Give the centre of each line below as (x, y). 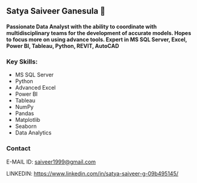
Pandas (25, 113)
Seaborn (26, 126)
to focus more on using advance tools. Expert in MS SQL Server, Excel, (97, 39)
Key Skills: (22, 61)
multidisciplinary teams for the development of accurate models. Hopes (99, 33)
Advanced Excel (35, 88)
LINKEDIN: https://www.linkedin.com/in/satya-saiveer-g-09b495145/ (92, 173)
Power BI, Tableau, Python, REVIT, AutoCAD (63, 45)
